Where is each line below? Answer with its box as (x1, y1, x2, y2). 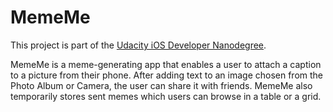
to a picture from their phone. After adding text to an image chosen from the (10, 69, 324, 81)
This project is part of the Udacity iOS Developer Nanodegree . (10, 39, 267, 51)
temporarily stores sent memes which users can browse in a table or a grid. (10, 90, 322, 102)
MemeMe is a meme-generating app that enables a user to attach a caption (10, 58, 322, 70)
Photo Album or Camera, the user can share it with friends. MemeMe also (10, 79, 313, 91)
